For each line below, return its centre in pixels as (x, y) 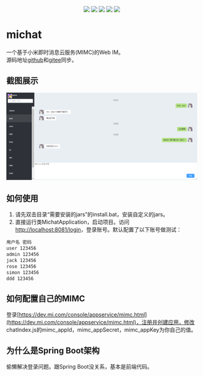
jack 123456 (21, 260)
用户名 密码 (19, 242)
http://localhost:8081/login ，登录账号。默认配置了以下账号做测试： (98, 229)
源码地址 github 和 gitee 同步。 (42, 60)
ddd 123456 (20, 279)
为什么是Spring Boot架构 (53, 351)
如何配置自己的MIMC (46, 299)
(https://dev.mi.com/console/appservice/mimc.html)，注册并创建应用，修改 (101, 322)
